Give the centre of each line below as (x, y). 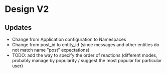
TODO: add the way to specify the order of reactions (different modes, (85, 55)
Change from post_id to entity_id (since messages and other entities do (86, 45)
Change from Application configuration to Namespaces (69, 39)
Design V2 (27, 9)
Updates (18, 28)
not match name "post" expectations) (51, 50)
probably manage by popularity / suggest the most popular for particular (87, 60)
